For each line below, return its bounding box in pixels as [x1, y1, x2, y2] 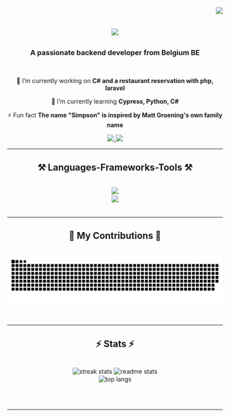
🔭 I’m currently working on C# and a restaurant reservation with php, [16, 77, 214, 85]
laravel [105, 84, 125, 92]
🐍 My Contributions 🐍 [68, 229, 162, 241]
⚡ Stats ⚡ [95, 338, 135, 350]
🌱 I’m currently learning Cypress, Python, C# [51, 98, 179, 106]
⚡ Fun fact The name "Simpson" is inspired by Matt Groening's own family [8, 111, 222, 120]
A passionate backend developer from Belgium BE [29, 48, 201, 58]
